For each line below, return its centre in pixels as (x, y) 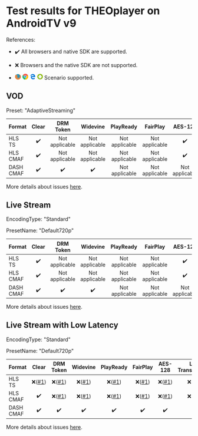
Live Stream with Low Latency (62, 325)
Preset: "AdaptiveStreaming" (41, 110)
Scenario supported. (69, 77)
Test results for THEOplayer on (83, 11)
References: (21, 39)
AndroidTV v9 (41, 23)
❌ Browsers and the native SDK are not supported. (76, 65)
